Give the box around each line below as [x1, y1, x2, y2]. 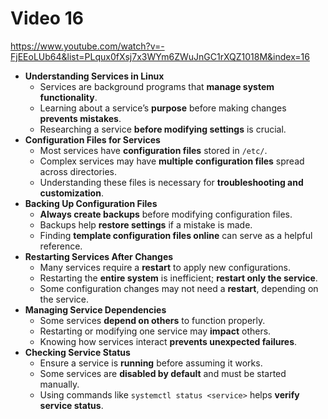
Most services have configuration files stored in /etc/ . [39, 144, 268, 156]
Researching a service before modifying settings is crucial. [39, 123, 287, 135]
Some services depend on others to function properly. [39, 314, 266, 326]
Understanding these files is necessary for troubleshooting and [39, 176, 304, 188]
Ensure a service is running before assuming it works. [39, 357, 263, 369]
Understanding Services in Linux [24, 70, 165, 82]
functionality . [39, 91, 98, 103]
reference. [39, 240, 83, 252]
